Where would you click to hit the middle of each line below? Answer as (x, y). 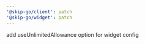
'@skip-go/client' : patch (39, 12)
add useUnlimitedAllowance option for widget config (72, 34)
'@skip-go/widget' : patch (39, 17)
